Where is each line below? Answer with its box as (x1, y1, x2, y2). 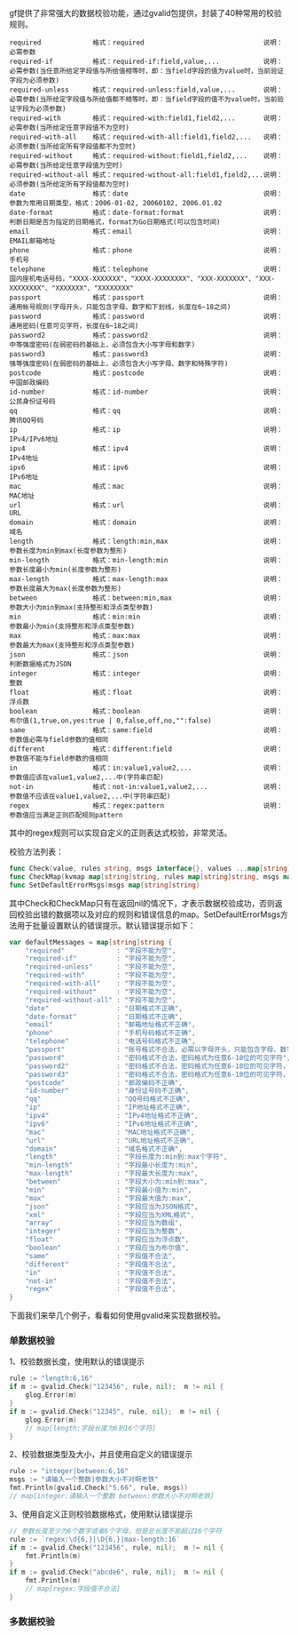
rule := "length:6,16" (9, 1374, 93, 1384)
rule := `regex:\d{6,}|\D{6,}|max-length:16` (9, 1535, 180, 1543)
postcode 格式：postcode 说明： (9, 369, 284, 378)
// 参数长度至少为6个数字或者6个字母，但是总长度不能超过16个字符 (9, 1527, 223, 1535)
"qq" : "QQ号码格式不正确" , (25, 1095, 191, 1104)
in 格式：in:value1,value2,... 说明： (9, 763, 284, 772)
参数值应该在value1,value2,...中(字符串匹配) (9, 773, 164, 782)
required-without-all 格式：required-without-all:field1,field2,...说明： (9, 171, 284, 179)
